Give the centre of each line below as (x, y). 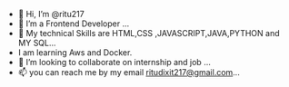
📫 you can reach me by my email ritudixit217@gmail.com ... (129, 72)
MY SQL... (37, 43)
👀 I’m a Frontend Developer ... (74, 24)
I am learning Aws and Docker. (75, 53)
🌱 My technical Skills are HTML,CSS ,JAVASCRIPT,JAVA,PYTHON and (149, 33)
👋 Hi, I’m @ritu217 (51, 14)
